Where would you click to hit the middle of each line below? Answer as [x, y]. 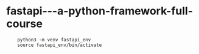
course [24, 24]
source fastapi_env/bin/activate [60, 45]
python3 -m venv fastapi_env [54, 40]
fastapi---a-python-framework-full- [100, 11]
